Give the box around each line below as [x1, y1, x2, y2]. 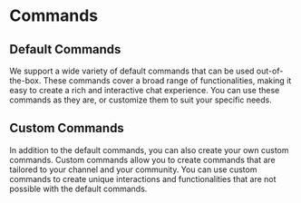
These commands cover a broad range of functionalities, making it [43, 75, 292, 86]
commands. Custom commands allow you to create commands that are [9, 154, 277, 165]
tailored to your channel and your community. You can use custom [9, 164, 257, 175]
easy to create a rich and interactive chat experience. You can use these [9, 85, 280, 95]
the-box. [9, 75, 42, 86]
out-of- [256, 65, 284, 76]
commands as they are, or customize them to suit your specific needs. [9, 94, 272, 105]
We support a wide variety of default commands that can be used [9, 65, 255, 76]
